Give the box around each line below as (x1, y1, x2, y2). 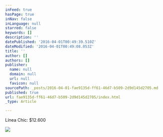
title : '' (5, 48, 26, 53)
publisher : (5, 62, 28, 67)
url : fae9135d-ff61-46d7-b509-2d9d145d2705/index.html (5, 94, 121, 99)
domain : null (9, 72, 37, 77)
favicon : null (9, 81, 39, 86)
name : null (9, 67, 32, 72)
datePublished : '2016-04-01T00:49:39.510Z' (5, 40, 97, 45)
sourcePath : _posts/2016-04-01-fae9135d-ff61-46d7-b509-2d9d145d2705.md (5, 85, 159, 91)
